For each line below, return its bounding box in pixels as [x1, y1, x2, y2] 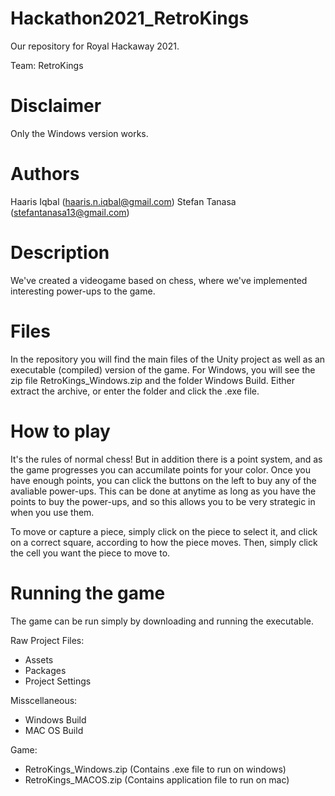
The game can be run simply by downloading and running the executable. [10, 615, 314, 627]
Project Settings [24, 675, 92, 687]
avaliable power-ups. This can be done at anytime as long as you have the [10, 485, 317, 497]
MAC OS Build [24, 724, 84, 736]
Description [10, 242, 110, 264]
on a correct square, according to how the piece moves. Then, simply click [10, 536, 318, 548]
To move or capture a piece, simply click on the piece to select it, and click [10, 525, 318, 537]
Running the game [10, 582, 166, 604]
